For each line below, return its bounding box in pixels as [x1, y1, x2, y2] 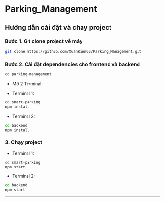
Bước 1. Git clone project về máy [5, 38, 82, 45]
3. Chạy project [5, 139, 43, 146]
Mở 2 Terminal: [12, 80, 43, 87]
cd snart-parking [5, 100, 41, 104]
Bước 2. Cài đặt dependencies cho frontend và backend [5, 61, 140, 67]
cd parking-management [5, 72, 52, 77]
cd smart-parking [5, 160, 41, 165]
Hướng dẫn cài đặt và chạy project [5, 23, 112, 32]
